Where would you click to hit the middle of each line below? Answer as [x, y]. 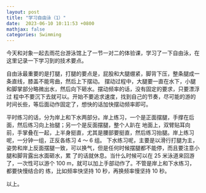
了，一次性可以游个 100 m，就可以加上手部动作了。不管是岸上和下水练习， [101, 164]
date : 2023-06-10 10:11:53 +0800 [51, 23]
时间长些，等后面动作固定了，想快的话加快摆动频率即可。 [79, 104]
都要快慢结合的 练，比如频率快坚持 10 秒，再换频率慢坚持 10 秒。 [88, 171]
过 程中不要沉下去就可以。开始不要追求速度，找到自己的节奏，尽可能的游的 [101, 97]
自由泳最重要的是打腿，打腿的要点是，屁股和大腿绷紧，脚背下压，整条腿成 [100, 74]
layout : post [23, 12]
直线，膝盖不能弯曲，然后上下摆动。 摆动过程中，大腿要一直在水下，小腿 [104, 81]
